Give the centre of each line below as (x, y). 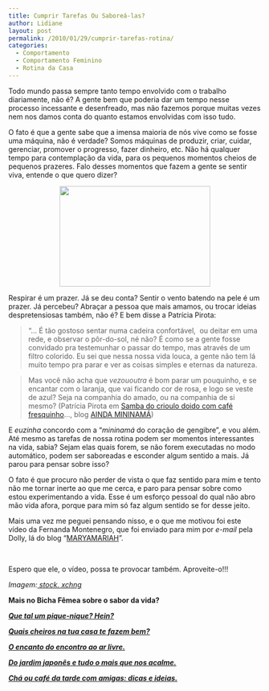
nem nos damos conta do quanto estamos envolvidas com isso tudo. (122, 117)
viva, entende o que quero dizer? (63, 174)
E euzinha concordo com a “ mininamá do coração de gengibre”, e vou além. (134, 430)
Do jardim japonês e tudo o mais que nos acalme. (92, 662)
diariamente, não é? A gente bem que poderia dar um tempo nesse (119, 99)
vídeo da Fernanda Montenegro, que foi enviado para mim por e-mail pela (130, 529)
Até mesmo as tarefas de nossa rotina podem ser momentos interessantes (131, 438)
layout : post (30, 31)
